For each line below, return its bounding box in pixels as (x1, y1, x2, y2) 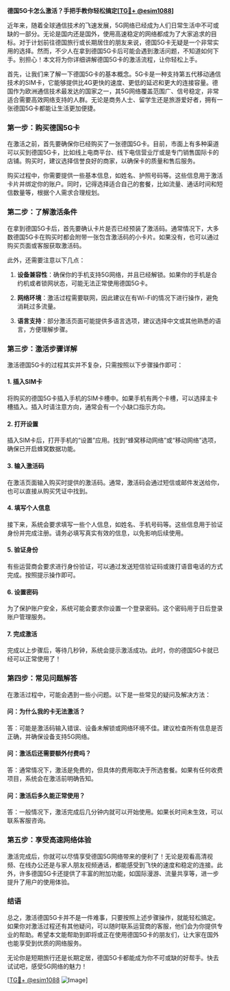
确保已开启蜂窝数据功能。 (7, 445, 79, 453)
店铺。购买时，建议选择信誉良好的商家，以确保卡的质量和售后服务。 (7, 157, 199, 165)
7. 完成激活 (7, 630, 38, 638)
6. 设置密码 (7, 588, 39, 596)
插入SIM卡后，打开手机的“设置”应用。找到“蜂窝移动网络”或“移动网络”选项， (7, 436, 220, 444)
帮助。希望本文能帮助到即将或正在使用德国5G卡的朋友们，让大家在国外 (18, 930, 219, 938)
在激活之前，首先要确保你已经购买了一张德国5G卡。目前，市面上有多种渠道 (7, 140, 219, 148)
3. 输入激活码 (7, 461, 44, 469)
